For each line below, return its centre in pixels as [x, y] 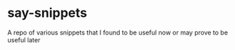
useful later [24, 39]
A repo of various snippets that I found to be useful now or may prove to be [118, 32]
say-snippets [47, 13]
